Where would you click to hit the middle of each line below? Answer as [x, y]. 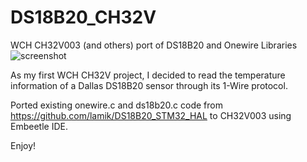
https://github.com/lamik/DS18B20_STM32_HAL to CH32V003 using [151, 115]
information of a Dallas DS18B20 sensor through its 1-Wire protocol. [149, 85]
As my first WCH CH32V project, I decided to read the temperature [148, 75]
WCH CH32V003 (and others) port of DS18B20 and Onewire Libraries [154, 45]
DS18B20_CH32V [83, 17]
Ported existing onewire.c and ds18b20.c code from [116, 105]
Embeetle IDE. [39, 126]
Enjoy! [23, 145]
